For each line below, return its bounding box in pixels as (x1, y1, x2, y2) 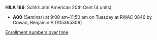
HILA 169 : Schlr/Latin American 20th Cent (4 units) (5, 5, 112, 10)
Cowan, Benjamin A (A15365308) (12, 20, 82, 25)
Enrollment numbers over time (5, 29, 69, 35)
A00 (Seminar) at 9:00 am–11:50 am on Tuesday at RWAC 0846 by (12, 14, 152, 20)
